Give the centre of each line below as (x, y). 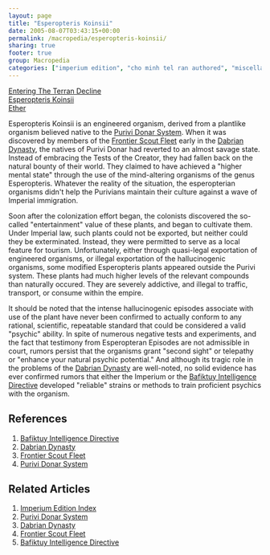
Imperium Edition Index (58, 508)
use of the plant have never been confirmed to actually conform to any (125, 316)
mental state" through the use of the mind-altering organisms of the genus (132, 174)
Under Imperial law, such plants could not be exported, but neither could (128, 233)
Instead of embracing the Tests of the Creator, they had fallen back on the (131, 157)
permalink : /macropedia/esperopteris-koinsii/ (88, 38)
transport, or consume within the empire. (76, 292)
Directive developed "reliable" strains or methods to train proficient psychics (135, 385)
